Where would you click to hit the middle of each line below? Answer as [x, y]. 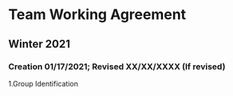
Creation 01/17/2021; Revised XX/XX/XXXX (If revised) [117, 67]
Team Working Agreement [97, 15]
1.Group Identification [43, 83]
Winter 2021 [39, 44]
